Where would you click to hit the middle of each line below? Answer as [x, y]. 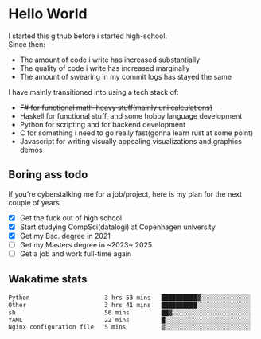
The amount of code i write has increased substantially [110, 60]
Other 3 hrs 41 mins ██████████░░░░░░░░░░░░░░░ [129, 305]
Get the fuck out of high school [70, 218]
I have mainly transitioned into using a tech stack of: [93, 92]
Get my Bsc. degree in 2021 [65, 236]
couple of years [34, 202]
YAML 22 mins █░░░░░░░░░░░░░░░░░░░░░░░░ [129, 320]
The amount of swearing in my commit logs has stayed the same [126, 76]
